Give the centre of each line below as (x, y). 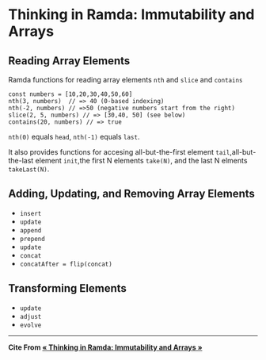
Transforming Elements (67, 288)
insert (30, 213)
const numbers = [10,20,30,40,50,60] (70, 94)
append (30, 230)
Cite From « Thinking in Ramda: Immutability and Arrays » (105, 347)
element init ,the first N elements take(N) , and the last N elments (141, 161)
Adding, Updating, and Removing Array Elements (132, 194)
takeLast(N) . (29, 169)
